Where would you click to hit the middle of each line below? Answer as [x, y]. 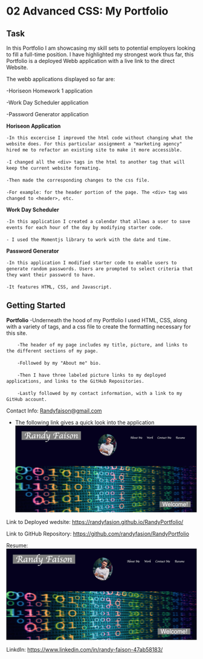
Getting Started [36, 306]
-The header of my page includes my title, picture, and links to [102, 345]
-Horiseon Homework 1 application [49, 91]
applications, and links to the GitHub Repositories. [76, 381]
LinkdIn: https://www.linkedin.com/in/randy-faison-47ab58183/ [85, 649]
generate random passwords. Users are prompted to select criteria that [100, 269]
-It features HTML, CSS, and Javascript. [59, 287]
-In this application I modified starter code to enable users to [92, 263]
